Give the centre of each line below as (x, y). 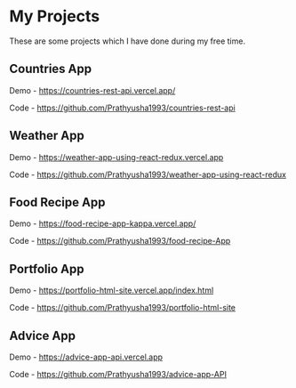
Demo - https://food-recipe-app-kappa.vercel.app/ (103, 223)
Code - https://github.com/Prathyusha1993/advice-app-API (118, 374)
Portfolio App (47, 269)
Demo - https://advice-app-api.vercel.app (86, 357)
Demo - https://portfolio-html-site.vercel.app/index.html (112, 290)
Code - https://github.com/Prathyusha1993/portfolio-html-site (123, 308)
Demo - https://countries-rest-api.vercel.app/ (92, 90)
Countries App (50, 69)
